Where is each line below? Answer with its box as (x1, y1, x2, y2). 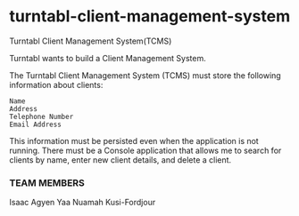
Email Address (9, 120, 62, 129)
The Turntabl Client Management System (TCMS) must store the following (9, 69, 281, 81)
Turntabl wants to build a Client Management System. (9, 52, 207, 63)
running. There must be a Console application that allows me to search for (9, 145, 282, 156)
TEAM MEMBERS (9, 176, 85, 188)
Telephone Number (9, 112, 74, 121)
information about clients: (9, 79, 104, 90)
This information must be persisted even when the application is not (9, 135, 259, 146)
